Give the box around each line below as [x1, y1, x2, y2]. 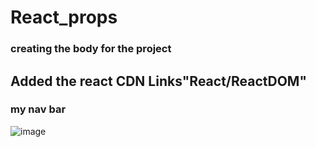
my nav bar [10, 102, 67, 116]
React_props [10, 6, 118, 29]
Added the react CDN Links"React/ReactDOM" [10, 72, 308, 90]
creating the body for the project [10, 42, 172, 56]
